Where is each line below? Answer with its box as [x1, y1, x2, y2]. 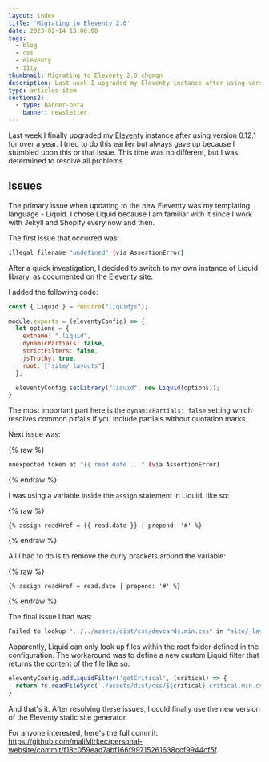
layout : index [8, 11, 56, 20]
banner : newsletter [22, 109, 88, 117]
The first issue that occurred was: [8, 233, 120, 243]
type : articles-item [8, 86, 78, 95]
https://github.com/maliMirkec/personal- [8, 736, 143, 746]
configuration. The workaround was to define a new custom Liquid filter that [8, 651, 259, 660]
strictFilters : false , [22, 347, 98, 355]
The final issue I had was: [8, 612, 93, 622]
